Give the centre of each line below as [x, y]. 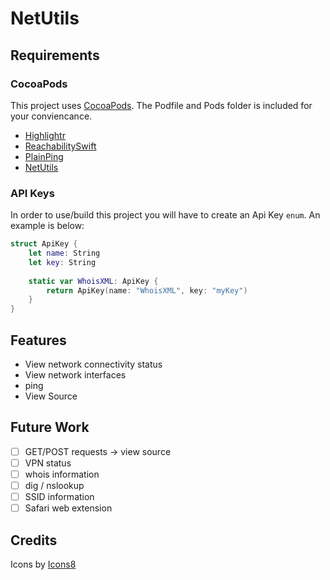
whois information [62, 474]
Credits [34, 540]
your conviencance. [51, 116]
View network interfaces [75, 374]
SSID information [59, 497]
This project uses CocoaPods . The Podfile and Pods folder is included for [161, 105]
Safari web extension [68, 508]
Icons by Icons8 [43, 564]
